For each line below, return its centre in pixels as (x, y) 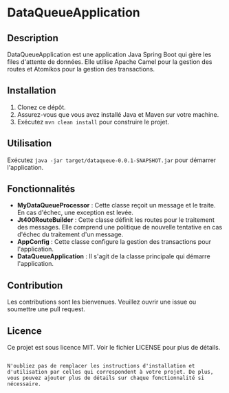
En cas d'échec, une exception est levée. (75, 213)
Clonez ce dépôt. (42, 107)
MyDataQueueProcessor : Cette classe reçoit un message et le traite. (116, 205)
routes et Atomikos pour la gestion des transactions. (81, 69)
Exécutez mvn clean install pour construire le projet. (93, 122)
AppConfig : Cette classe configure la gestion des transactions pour (114, 242)
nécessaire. (24, 384)
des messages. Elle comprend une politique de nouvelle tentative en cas (119, 227)
